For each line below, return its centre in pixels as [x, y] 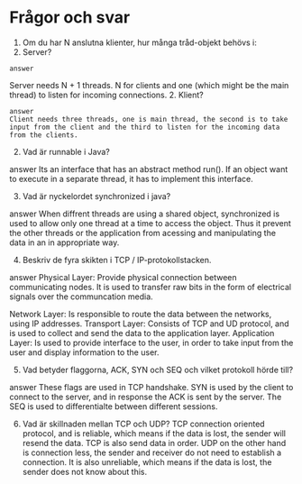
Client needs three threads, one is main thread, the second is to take [149, 119]
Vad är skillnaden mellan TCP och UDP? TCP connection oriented [143, 424]
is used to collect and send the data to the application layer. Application [142, 333]
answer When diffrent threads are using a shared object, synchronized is [145, 214]
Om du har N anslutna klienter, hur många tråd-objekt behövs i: [139, 42]
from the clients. [44, 135]
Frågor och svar [70, 18]
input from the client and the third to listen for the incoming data [145, 127]
